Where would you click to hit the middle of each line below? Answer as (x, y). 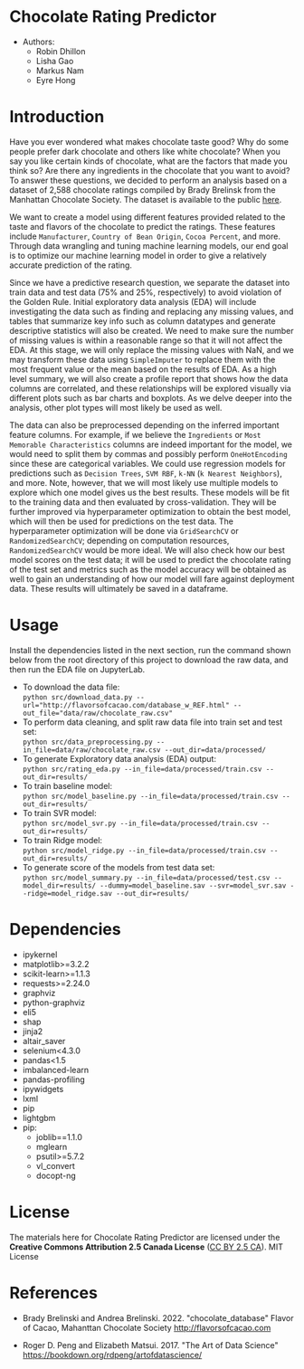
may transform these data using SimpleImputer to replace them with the (142, 359)
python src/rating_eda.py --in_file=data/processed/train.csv (142, 769)
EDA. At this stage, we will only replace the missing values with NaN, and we (152, 349)
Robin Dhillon (61, 51)
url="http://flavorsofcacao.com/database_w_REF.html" (126, 705)
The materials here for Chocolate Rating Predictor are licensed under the (145, 1237)
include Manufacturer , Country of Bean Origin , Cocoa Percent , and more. (145, 236)
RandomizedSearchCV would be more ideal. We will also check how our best (147, 550)
